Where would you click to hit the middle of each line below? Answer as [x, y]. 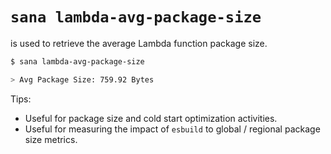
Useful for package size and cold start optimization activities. [151, 118]
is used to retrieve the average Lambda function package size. [139, 43]
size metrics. [51, 139]
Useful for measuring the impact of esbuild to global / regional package [172, 129]
